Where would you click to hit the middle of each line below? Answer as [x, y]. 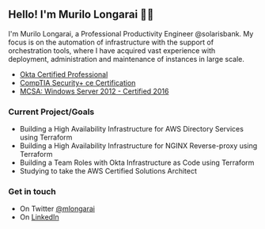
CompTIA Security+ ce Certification [78, 82]
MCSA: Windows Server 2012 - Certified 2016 [94, 91]
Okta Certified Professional [64, 74]
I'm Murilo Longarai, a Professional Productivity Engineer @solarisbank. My [131, 33]
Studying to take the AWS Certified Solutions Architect [108, 171]
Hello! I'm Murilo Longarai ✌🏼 [81, 15]
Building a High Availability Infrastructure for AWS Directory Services [131, 129]
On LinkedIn [39, 217]
